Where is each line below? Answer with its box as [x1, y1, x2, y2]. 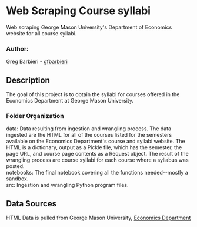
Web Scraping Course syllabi [6, 4, 151, 18]
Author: [6, 44, 29, 52]
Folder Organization [6, 111, 65, 120]
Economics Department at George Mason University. [6, 97, 134, 104]
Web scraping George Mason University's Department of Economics [6, 24, 172, 31]
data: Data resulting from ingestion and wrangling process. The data [6, 125, 172, 132]
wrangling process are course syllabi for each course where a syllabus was [6, 156, 189, 163]
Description [6, 75, 50, 85]
